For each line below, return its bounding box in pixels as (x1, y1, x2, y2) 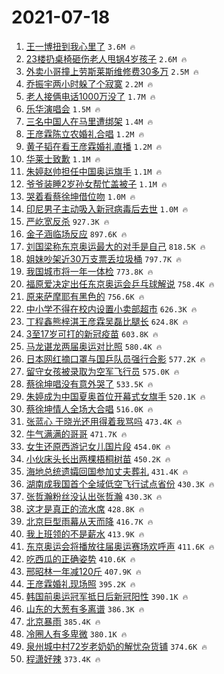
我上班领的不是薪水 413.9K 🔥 (25, 527, 145, 540)
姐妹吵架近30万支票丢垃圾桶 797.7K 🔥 (25, 252, 183, 265)
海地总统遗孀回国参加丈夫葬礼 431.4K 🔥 (25, 465, 189, 477)
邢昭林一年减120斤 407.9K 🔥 (25, 565, 142, 577)
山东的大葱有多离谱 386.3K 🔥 (25, 602, 145, 615)
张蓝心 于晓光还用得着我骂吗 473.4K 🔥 (25, 415, 183, 427)
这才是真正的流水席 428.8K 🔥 (25, 502, 145, 515)
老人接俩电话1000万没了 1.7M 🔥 (25, 90, 156, 102)
